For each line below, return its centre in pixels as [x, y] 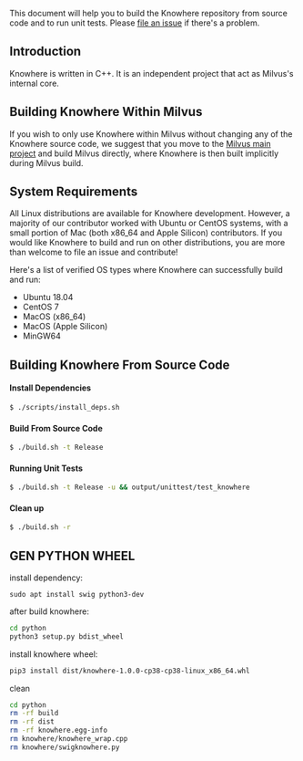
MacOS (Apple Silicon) [65, 327]
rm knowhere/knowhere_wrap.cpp [69, 739]
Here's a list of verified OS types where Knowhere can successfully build [146, 270]
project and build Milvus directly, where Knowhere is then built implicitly [144, 153]
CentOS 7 [40, 307]
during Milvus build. [46, 162]
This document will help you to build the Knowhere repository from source [149, 13]
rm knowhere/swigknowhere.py [65, 747]
